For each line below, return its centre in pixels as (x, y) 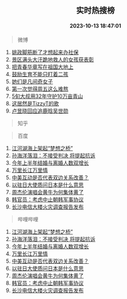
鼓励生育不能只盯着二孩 (40, 74)
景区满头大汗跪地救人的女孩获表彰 (53, 59)
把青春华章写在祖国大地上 (42, 67)
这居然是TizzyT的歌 (35, 103)
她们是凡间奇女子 (32, 81)
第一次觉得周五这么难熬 (40, 89)
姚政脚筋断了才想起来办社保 (45, 52)
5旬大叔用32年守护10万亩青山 (47, 96)
